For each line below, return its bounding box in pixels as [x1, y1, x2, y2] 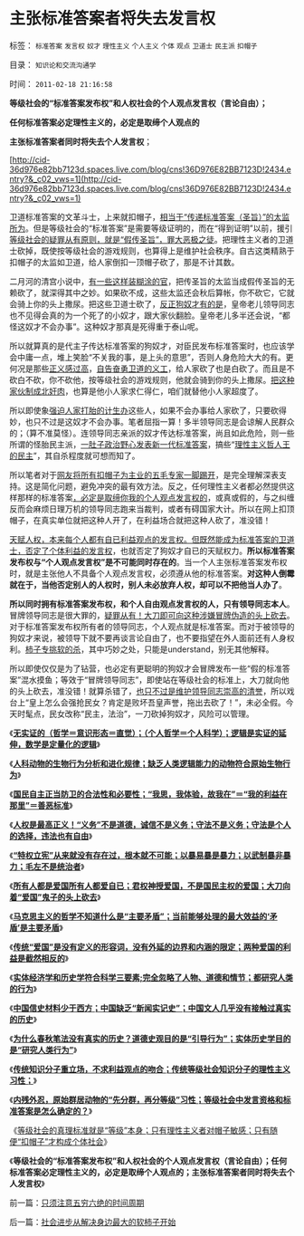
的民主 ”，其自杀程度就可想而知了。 [9, 450, 140, 461]
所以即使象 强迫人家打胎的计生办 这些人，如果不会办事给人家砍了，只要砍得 [9, 405, 287, 416]
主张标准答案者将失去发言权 [9, 8, 216, 29]
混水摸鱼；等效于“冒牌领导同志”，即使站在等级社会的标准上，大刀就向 [21, 674, 282, 685]
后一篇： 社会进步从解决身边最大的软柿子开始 [9, 1216, 176, 1227]
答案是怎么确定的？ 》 [16, 1106, 93, 1116]
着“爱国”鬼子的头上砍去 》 [9, 891, 101, 902]
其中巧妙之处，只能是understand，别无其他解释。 [88, 644, 274, 655]
